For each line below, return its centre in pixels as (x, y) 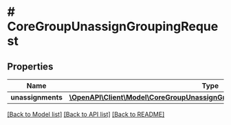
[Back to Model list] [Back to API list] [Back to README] (86, 114)
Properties (30, 66)
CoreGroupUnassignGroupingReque (113, 26)
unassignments (37, 97)
